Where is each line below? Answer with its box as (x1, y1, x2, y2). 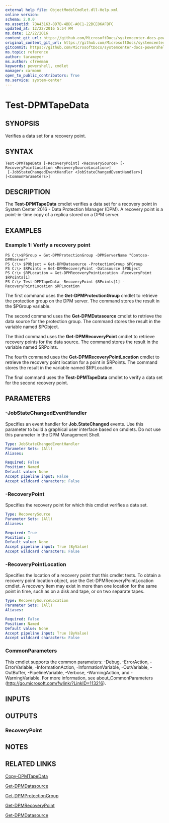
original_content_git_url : (5, 40, 62, 45)
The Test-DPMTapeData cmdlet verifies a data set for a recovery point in (5, 201, 157, 207)
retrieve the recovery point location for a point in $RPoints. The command (5, 359, 157, 365)
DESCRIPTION (5, 187, 50, 196)
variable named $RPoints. (5, 344, 59, 350)
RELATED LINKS (5, 759, 56, 769)
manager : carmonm (5, 69, 42, 74)
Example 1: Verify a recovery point (5, 241, 91, 248)
